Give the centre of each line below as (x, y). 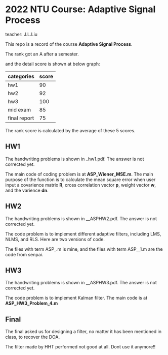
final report (21, 118)
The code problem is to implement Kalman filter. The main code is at (76, 298)
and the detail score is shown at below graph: (53, 64)
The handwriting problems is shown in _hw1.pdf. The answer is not (75, 159)
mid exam (19, 109)
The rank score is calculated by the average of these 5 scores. (70, 130)
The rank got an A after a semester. (42, 54)
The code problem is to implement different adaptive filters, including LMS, (83, 234)
